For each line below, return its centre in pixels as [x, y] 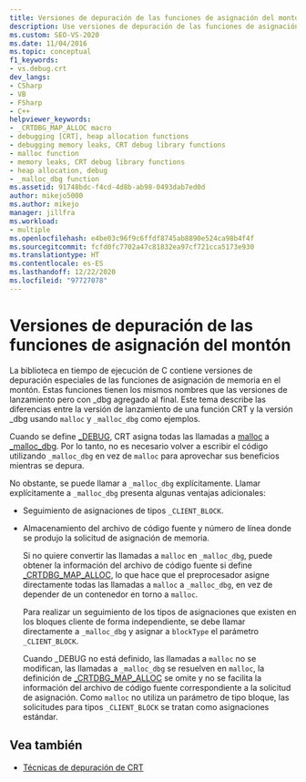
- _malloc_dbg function [55, 179]
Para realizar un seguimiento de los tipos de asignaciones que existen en [159, 612]
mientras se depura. [47, 465]
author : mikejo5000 [46, 196]
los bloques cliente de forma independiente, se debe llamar [134, 622]
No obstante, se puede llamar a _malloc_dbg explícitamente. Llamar [135, 483]
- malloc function [44, 153]
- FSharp [26, 103]
